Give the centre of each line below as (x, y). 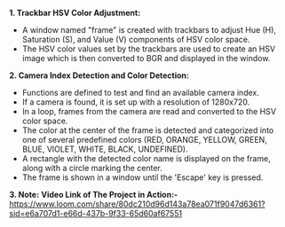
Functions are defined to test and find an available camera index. (140, 93)
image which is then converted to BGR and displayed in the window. (146, 58)
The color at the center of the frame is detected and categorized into (148, 130)
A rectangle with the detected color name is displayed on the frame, (146, 158)
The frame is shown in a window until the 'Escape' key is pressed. (142, 177)
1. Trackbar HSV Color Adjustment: (75, 13)
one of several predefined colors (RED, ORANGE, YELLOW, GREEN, (145, 140)
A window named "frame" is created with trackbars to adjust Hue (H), (149, 30)
